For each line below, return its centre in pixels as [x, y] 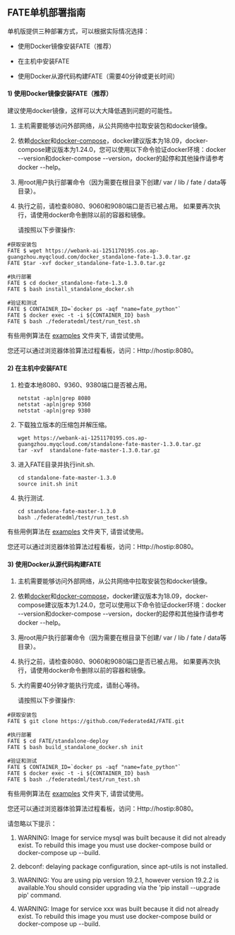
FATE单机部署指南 [47, 13]
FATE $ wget [25, 251]
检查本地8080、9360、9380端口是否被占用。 [84, 385]
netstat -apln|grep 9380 [54, 411]
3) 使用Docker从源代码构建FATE [54, 564]
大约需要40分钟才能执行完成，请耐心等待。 [80, 686]
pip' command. [39, 895]
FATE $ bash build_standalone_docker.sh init [75, 748]
